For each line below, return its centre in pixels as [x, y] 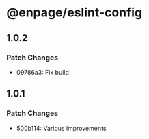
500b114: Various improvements [61, 128]
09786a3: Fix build [43, 72]
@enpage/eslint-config [74, 13]
